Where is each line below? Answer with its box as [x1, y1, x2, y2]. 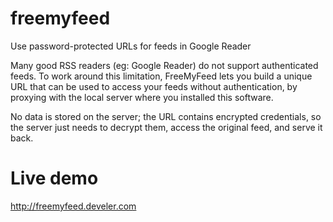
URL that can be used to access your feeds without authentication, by [10, 80, 298, 92]
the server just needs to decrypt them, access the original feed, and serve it [10, 121, 323, 133]
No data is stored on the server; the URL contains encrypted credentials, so [10, 110, 322, 122]
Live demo [10, 167, 99, 190]
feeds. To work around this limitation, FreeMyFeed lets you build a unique [10, 70, 313, 82]
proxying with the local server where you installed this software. [10, 91, 274, 103]
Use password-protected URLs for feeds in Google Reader [10, 40, 252, 52]
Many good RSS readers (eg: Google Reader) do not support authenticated [10, 59, 319, 71]
